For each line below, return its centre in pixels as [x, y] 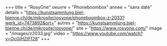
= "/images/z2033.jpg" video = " [39, 33]
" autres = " [66, 23]
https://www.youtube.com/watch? [108, 33]
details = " [16, 12]
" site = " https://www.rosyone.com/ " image [117, 28]
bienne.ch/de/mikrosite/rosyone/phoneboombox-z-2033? [65, 18]
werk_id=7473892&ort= [30, 23]
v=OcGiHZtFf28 [22, 39]
